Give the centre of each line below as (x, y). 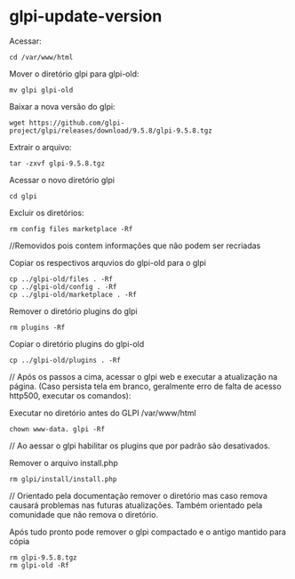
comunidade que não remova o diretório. (84, 514)
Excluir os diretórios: (47, 213)
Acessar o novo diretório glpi (62, 180)
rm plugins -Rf (37, 327)
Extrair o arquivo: (41, 147)
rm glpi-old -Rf (39, 565)
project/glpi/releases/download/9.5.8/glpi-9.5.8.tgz (111, 131)
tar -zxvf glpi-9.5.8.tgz (57, 163)
